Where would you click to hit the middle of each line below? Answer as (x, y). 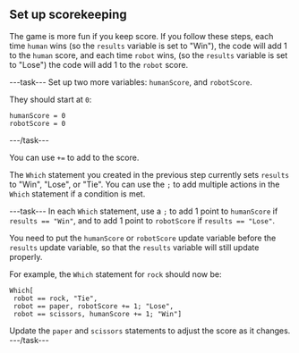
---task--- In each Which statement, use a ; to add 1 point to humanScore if (144, 211)
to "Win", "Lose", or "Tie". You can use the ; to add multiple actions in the (145, 184)
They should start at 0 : (51, 99)
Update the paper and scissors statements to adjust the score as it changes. (150, 331)
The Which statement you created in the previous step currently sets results (149, 174)
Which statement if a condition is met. (77, 193)
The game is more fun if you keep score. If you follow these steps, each (141, 36)
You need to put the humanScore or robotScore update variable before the (143, 238)
